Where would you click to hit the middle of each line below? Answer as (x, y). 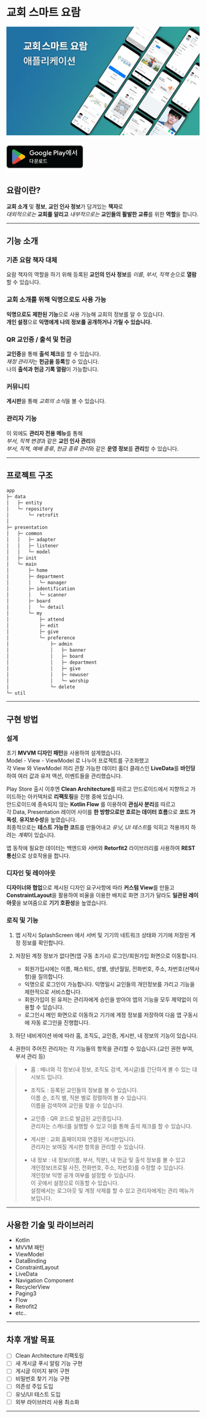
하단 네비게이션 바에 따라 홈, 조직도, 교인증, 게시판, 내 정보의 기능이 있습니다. (106, 1036)
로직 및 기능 (22, 920)
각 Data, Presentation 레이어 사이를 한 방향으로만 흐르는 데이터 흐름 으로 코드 (98, 812)
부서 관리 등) (30, 1056)
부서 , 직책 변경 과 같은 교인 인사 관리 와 (51, 441)
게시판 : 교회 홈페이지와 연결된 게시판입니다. (83, 1139)
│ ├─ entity (25, 503)
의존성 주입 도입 (34, 1386)
